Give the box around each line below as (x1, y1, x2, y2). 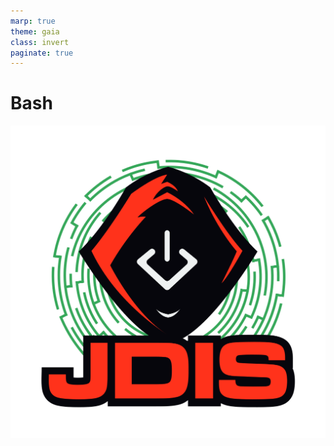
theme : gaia (10, 26, 60, 37)
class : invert (10, 37, 70, 47)
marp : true (10, 16, 56, 26)
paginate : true (10, 48, 74, 58)
